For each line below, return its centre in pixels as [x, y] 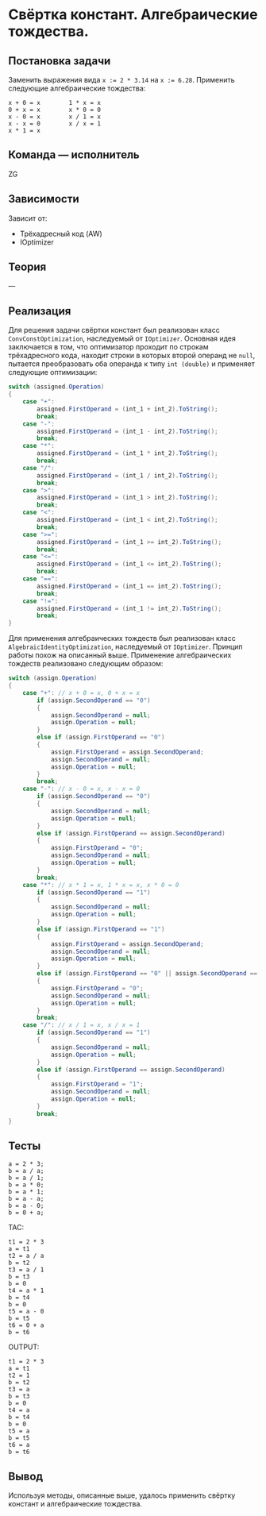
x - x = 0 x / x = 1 [55, 124]
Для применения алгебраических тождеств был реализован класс [122, 638]
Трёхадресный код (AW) [61, 233]
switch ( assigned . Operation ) [56, 387]
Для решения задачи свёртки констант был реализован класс [114, 330]
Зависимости [44, 199]
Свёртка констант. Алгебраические [133, 15]
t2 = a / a [26, 1256]
